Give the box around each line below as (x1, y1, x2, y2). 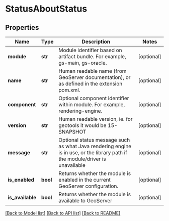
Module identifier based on (58, 47, 122, 54)
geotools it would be (58, 122, 107, 129)
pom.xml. (58, 86, 80, 94)
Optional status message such (58, 137, 130, 143)
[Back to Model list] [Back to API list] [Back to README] (5, 210, 121, 216)
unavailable (58, 162, 86, 168)
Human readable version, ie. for (58, 116, 133, 122)
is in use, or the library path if (58, 149, 127, 156)
